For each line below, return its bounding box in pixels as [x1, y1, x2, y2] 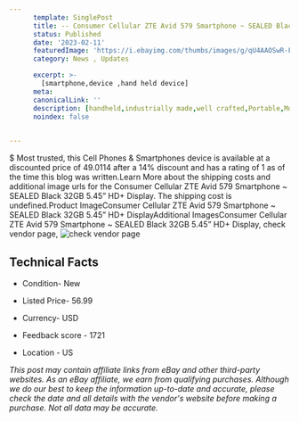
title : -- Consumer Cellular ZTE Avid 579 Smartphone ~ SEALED [32, 21, 273, 30]
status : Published [32, 29, 101, 38]
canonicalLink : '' [32, 95, 101, 104]
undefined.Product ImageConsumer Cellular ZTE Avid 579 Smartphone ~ [9, 200, 276, 211]
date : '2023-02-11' [32, 37, 105, 47]
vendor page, [9, 228, 59, 239]
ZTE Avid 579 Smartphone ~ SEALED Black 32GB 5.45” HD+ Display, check [9, 219, 287, 230]
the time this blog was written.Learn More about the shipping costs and [9, 171, 271, 183]
